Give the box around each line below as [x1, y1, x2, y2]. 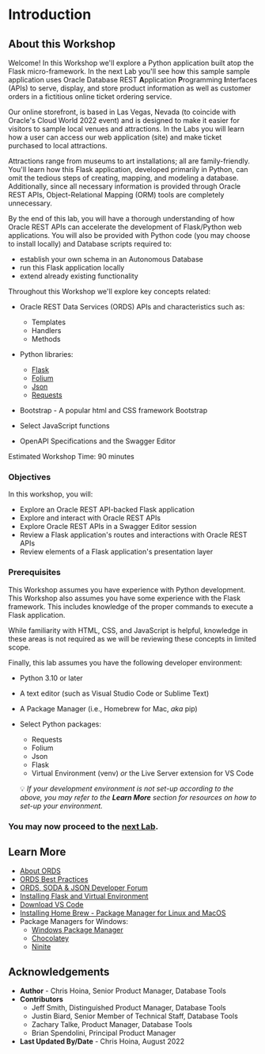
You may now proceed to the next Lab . [8, 821, 159, 832]
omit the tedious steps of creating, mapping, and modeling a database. [8, 173, 239, 182]
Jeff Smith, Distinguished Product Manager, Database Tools [31, 1003, 227, 1013]
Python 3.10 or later [19, 673, 83, 683]
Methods [31, 335, 61, 343]
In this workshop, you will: [8, 489, 93, 499]
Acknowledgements [8, 965, 110, 979]
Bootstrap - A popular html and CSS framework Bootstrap [19, 406, 208, 415]
